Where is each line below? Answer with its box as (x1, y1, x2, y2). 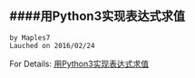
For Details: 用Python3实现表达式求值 (9, 58, 150, 69)
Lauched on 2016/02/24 (9, 41, 95, 50)
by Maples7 (9, 33, 51, 43)
